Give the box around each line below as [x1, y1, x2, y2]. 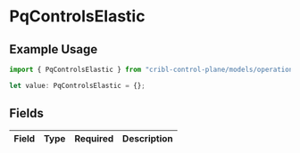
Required [74, 132, 114, 144]
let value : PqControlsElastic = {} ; [9, 81, 146, 90]
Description [121, 132, 174, 144]
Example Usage [9, 42, 98, 57]
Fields [9, 106, 45, 121]
